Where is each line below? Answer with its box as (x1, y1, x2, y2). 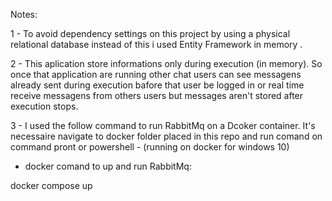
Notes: (10, 9, 38, 20)
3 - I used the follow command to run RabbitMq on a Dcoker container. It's (10, 120, 316, 131)
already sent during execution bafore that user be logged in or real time (10, 79, 305, 91)
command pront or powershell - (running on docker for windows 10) (10, 141, 290, 153)
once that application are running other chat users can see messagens (10, 69, 302, 80)
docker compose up (10, 180, 93, 191)
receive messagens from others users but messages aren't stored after (10, 90, 304, 101)
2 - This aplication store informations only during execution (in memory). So (10, 58, 323, 69)
